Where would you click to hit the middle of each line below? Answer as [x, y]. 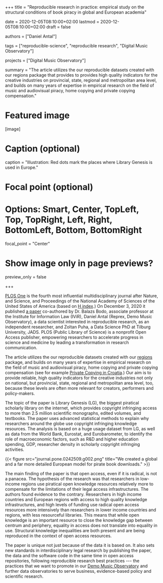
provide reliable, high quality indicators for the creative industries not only [79, 378]
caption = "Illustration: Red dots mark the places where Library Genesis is [79, 162]
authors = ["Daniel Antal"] [31, 36]
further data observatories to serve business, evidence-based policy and [78, 571]
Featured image [37, 115]
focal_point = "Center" [27, 244]
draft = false [58, 27]
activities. [15, 449]
